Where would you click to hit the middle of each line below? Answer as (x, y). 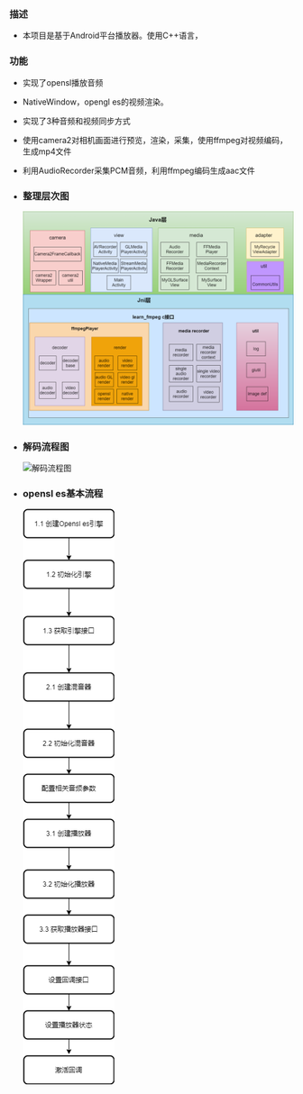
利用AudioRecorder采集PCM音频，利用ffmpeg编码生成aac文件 (138, 170)
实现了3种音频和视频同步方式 (76, 121)
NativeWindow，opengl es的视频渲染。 (95, 102)
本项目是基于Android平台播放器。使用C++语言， (112, 36)
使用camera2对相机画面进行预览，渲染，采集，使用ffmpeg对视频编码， (155, 140)
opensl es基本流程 (63, 494)
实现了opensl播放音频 (63, 82)
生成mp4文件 (47, 151)
